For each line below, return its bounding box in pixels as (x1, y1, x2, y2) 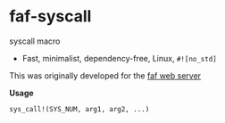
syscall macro (9, 36, 61, 46)
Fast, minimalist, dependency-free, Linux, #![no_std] (21, 53, 217, 63)
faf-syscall (9, 6, 92, 27)
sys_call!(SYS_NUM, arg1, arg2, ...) (9, 104, 150, 113)
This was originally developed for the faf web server (9, 70, 202, 81)
